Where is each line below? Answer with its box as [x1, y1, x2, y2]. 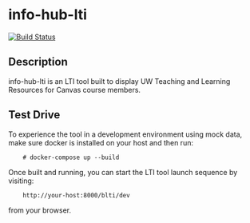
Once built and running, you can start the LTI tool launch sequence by [8, 167, 238, 177]
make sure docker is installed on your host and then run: [8, 137, 194, 147]
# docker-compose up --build [22, 153, 120, 161]
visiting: [8, 176, 34, 185]
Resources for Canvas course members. [8, 85, 141, 94]
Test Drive [8, 108, 61, 121]
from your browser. [8, 205, 72, 215]
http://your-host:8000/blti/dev [22, 191, 130, 199]
